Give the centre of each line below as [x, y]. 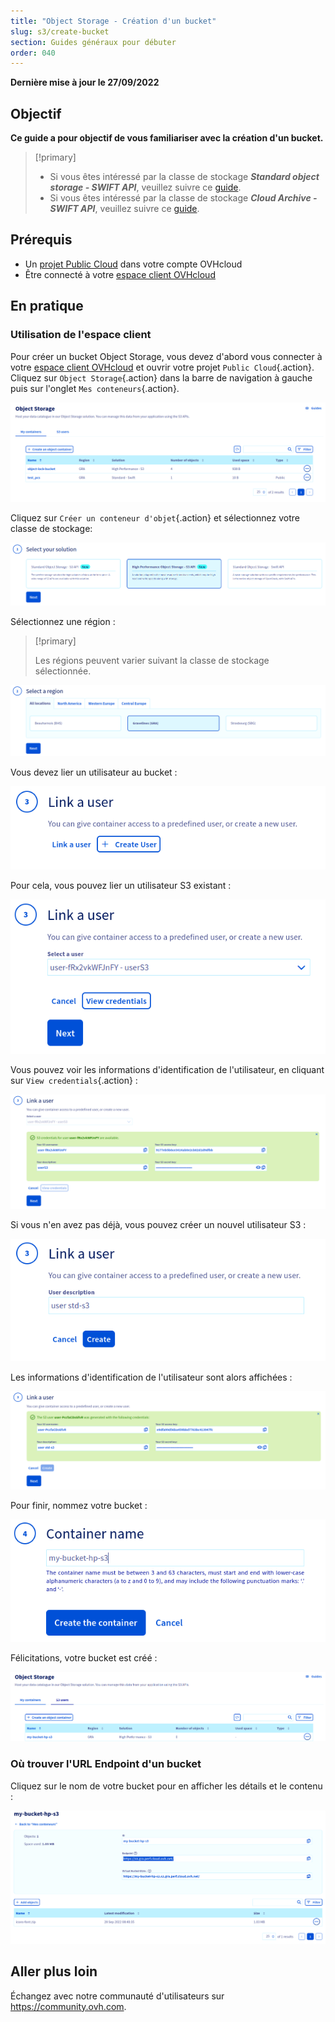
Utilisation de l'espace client [81, 335]
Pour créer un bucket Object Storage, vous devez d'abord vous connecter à [166, 356]
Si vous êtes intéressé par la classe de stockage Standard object [184, 177]
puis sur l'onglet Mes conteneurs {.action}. [95, 388]
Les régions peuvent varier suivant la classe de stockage [152, 661]
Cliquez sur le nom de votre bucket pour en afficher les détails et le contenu [166, 1786]
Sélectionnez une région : [63, 622]
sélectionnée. [63, 671]
